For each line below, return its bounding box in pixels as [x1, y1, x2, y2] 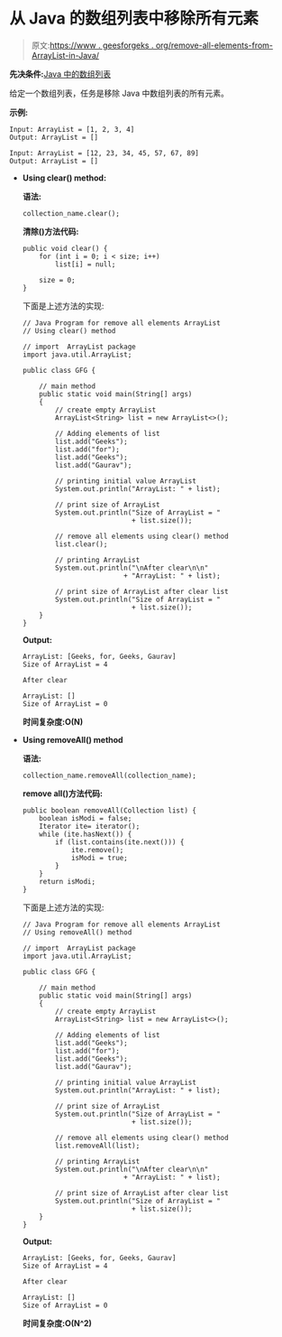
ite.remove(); [70, 845, 124, 854]
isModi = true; [70, 853, 128, 862]
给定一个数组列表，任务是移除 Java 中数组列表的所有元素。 [9, 88, 230, 98]
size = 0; [39, 275, 76, 284]
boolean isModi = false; [39, 813, 132, 822]
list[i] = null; [55, 259, 116, 269]
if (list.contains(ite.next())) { [55, 837, 185, 847]
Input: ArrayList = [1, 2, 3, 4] [9, 125, 135, 134]
